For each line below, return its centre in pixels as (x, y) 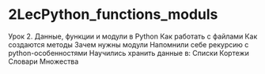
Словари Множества (44, 61)
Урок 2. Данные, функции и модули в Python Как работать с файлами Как (133, 36)
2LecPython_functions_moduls (113, 15)
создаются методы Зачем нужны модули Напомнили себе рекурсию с (129, 44)
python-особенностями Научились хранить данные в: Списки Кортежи (129, 53)
